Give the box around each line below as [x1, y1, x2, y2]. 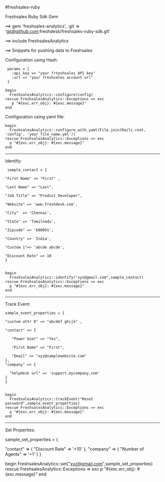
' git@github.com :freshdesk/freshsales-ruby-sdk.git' [5, 28, 110, 34]
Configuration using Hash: [5, 57, 58, 63]
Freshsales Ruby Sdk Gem [5, 14, 58, 19]
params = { [7, 66, 29, 71]
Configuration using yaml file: [5, 114, 65, 119]
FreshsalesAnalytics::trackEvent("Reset [9, 397, 93, 401]
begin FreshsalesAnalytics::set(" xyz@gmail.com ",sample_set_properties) [5, 461, 153, 466]
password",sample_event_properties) [5, 401, 80, 406]
